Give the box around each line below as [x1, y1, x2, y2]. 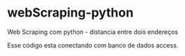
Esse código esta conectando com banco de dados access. [7, 41, 179, 49]
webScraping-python [7, 5, 134, 21]
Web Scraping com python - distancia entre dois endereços [7, 28, 179, 36]
